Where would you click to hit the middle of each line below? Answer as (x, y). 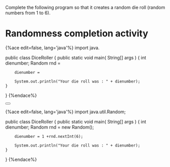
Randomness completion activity (77, 34)
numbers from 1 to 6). (28, 13)
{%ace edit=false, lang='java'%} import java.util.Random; (66, 112)
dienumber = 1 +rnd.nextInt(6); (49, 136)
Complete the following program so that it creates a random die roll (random (85, 7)
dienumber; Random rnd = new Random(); (50, 127)
